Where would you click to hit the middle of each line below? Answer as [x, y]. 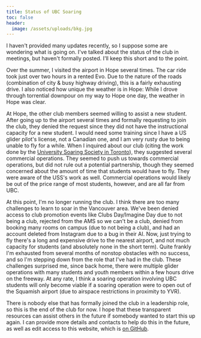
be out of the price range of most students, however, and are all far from [95, 184]
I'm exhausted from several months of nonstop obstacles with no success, [98, 253]
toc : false [20, 17]
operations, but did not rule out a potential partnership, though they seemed [100, 165]
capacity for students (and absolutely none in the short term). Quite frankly [99, 247]
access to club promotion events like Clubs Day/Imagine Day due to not [94, 215]
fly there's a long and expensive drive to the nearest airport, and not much [98, 241]
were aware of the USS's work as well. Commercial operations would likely [98, 177]
